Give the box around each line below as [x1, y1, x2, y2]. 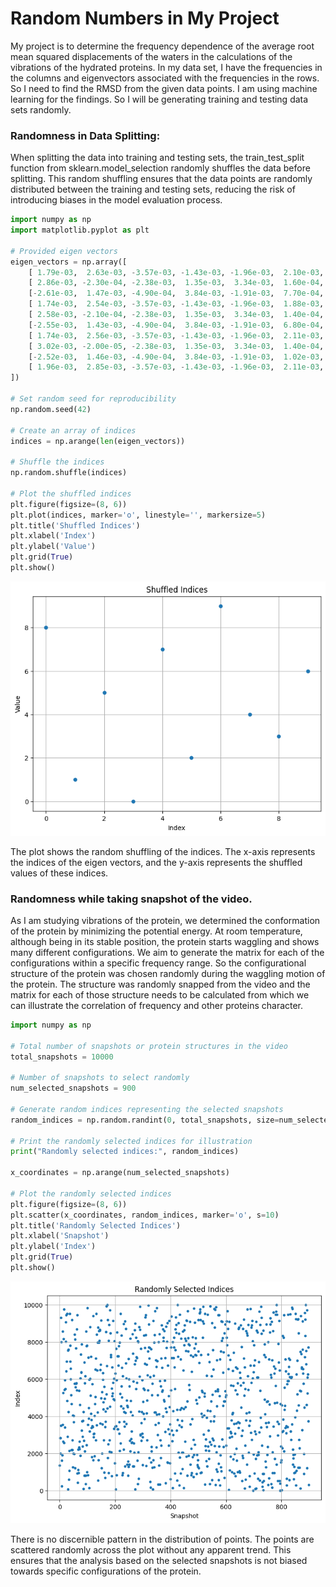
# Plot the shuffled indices [10, 488, 132, 499]
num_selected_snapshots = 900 [10, 1083, 137, 1094]
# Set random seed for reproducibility [10, 394, 177, 404]
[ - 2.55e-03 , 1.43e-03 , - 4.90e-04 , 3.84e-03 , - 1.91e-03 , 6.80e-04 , [28, 320, 325, 330]
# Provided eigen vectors [10, 246, 118, 256]
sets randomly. [10, 103, 72, 116]
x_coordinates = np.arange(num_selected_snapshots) [10, 1168, 230, 1178]
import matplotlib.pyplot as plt [10, 225, 150, 236]
